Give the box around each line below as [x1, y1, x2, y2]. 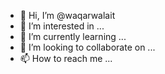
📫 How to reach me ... [19, 53, 113, 64]
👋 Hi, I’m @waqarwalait [19, 10, 116, 21]
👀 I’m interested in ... [19, 20, 105, 32]
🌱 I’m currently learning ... [19, 31, 127, 42]
